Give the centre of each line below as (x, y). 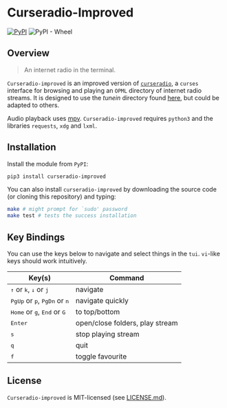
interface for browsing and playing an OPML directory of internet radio (104, 90)
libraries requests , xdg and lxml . (52, 126)
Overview (29, 53)
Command (127, 278)
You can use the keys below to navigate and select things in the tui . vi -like (113, 253)
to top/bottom (98, 312)
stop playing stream (107, 334)
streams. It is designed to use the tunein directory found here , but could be (113, 98)
